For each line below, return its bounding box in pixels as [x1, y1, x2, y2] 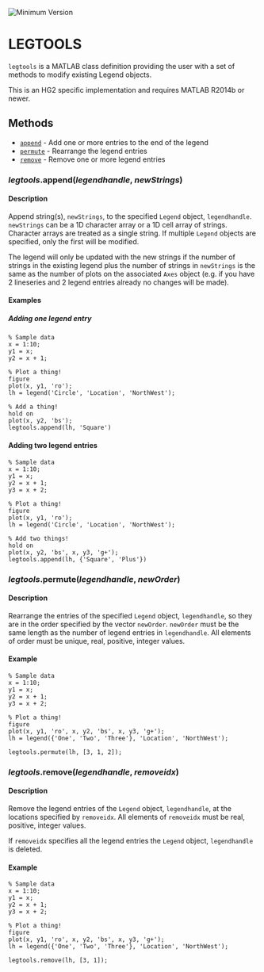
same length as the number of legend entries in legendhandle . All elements [8, 627, 251, 637]
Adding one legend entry [8, 314, 92, 323]
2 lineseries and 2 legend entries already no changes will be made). [8, 277, 230, 287]
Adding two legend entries [8, 441, 98, 450]
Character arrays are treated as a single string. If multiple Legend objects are [8, 228, 256, 238]
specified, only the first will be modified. [8, 236, 140, 246]
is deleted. [8, 844, 43, 854]
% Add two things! [8, 534, 69, 542]
